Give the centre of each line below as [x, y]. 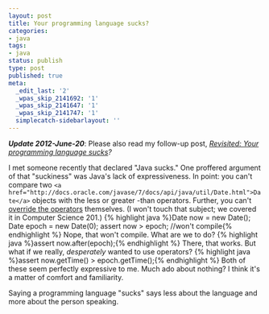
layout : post [30, 16]
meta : [17, 83]
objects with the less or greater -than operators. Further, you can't [142, 200]
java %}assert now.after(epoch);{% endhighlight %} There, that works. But [132, 243]
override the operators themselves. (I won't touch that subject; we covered [132, 209]
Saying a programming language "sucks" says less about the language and [133, 293]
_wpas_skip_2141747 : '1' [57, 114]
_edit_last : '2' [43, 91]
